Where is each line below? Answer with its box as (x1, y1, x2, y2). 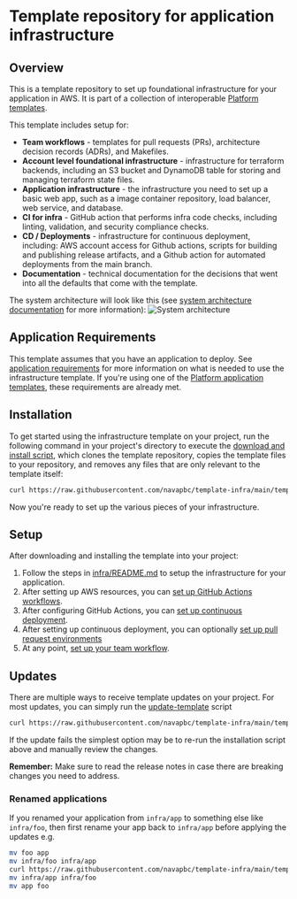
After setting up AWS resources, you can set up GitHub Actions (21, 587, 253, 597)
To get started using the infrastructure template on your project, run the (9, 431, 270, 442)
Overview (9, 60, 65, 75)
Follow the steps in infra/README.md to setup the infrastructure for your (21, 568, 286, 579)
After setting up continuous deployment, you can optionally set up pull (21, 624, 278, 634)
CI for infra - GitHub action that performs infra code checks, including (21, 212, 278, 222)
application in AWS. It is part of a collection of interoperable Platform (9, 93, 259, 104)
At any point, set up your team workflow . (21, 643, 170, 654)
